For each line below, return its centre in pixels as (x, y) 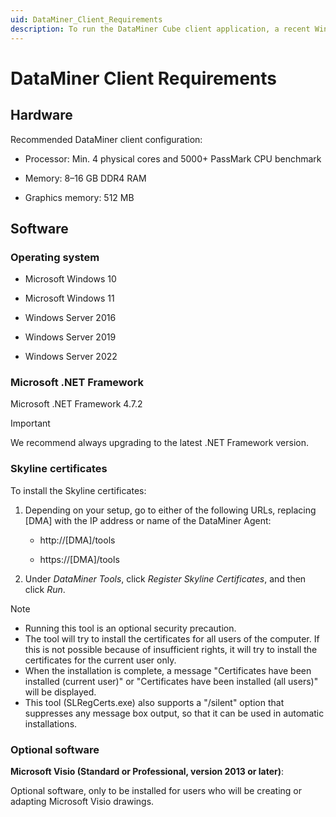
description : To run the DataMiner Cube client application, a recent (160, 29)
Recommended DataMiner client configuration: (106, 139)
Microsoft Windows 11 (69, 298)
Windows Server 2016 (70, 318)
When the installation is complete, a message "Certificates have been (168, 670)
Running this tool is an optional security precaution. (130, 628)
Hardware (41, 115)
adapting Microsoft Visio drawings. (82, 802)
